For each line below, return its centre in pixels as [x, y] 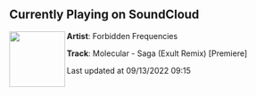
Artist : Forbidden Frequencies [122, 36]
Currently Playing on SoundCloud [104, 15]
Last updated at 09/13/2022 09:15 [129, 70]
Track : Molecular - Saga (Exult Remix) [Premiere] [157, 53]
